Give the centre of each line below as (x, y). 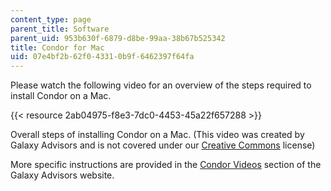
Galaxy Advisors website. (62, 175)
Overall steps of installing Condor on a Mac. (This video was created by (157, 135)
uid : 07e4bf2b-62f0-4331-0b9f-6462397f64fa (102, 57)
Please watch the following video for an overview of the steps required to (161, 85)
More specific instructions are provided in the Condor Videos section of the (166, 165)
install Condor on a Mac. (61, 96)
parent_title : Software (60, 29)
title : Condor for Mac (57, 47)
